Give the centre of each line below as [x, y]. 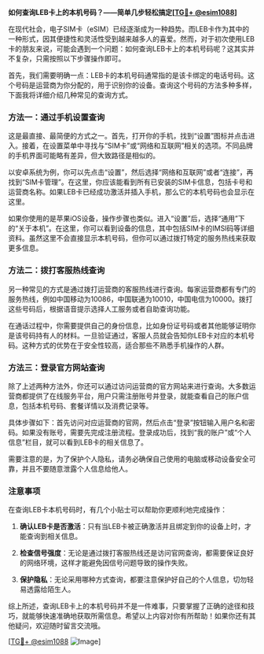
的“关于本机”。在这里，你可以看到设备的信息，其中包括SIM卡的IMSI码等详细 [131, 228]
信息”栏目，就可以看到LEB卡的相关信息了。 [78, 442]
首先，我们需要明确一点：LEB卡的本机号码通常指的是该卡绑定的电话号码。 [128, 75]
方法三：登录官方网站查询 [57, 368]
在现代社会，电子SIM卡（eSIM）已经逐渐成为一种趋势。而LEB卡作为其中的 [129, 29]
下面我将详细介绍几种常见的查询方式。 [70, 95]
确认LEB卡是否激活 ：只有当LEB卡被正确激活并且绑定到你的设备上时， [132, 527]
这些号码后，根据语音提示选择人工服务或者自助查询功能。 [101, 309]
